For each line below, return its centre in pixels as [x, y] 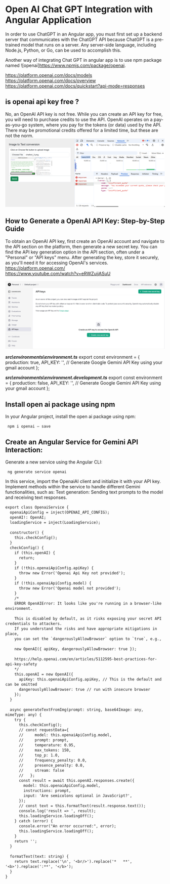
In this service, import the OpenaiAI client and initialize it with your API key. [83, 481]
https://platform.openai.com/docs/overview [51, 80]
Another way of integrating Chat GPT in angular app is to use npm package [83, 60]
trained [13, 45]
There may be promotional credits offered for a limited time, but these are [82, 130]
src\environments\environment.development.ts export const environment [84, 377]
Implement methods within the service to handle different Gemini [73, 487]
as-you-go [16, 124]
